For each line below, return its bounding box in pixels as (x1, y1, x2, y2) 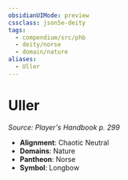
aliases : (8, 56, 37, 64)
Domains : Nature (19, 146, 76, 156)
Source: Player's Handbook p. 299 (8, 123, 120, 132)
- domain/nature (15, 48, 68, 56)
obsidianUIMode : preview (8, 11, 90, 20)
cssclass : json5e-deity (8, 19, 86, 27)
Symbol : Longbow (19, 163, 80, 172)
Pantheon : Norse (19, 154, 76, 163)
